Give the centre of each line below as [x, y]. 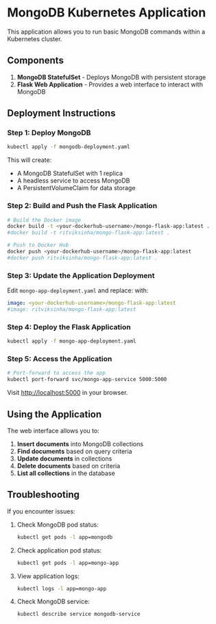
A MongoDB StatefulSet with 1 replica [70, 174]
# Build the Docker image [44, 220]
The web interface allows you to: [53, 430]
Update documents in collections [64, 459]
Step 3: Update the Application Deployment [81, 275]
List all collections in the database [66, 473]
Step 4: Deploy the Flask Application [69, 327]
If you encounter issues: [41, 511]
